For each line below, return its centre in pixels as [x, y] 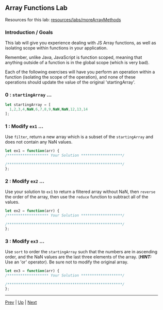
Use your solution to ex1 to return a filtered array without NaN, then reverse [80, 192]
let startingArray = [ [28, 105]
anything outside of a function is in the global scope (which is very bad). [77, 63]
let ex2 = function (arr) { [32, 211]
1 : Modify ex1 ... [24, 126]
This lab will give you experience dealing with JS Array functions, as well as [81, 43]
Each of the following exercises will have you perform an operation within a [80, 72]
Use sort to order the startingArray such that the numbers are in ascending [81, 251]
